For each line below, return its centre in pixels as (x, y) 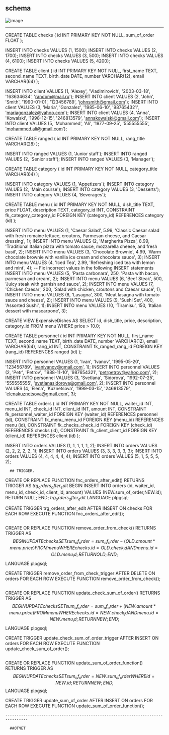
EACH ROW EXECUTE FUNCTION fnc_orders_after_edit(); (65, 514)
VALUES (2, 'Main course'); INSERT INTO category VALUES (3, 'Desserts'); (83, 189)
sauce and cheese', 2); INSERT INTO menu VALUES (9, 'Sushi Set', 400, (80, 300)
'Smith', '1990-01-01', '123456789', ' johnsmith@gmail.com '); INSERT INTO (82, 102)
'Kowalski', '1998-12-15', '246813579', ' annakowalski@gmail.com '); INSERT (83, 118)
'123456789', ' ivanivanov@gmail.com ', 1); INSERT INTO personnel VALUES (82, 367)
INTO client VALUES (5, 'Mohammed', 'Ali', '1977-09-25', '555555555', (77, 123)
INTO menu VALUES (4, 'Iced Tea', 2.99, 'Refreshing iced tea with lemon (80, 262)
